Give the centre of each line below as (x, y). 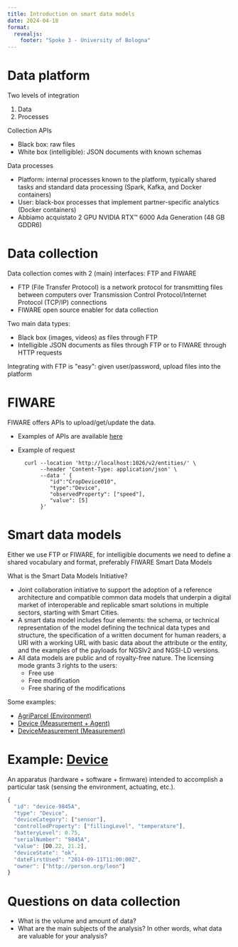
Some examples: (32, 701)
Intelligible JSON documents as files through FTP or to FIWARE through (122, 345)
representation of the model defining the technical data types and (114, 627)
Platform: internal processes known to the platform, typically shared (117, 179)
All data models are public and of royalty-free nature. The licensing (116, 658)
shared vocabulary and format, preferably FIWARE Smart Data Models (110, 562)
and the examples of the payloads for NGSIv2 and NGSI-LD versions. (119, 650)
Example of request (46, 450)
